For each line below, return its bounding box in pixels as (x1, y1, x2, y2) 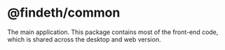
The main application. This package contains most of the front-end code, (7, 28, 219, 36)
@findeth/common (7, 5, 121, 21)
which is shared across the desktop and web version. (7, 35, 161, 43)
